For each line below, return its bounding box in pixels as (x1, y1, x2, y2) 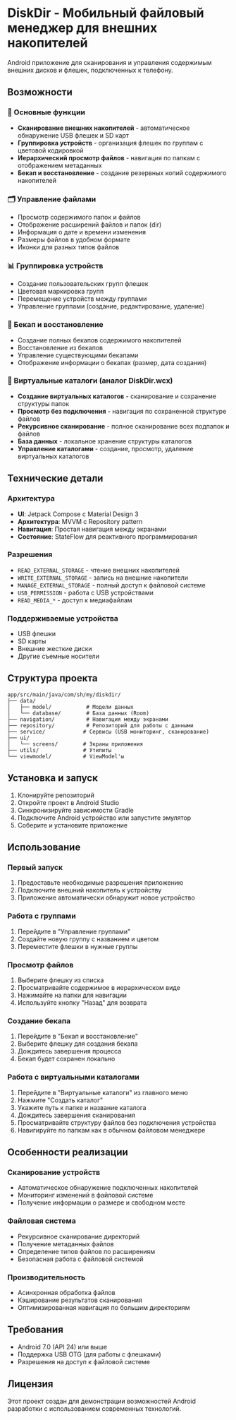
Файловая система (7, 1216, 76, 1226)
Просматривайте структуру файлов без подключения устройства (17, 1118, 216, 1127)
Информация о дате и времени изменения (17, 227, 147, 236)
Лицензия (7, 1378, 54, 1390)
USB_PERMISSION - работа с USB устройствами (17, 588, 154, 597)
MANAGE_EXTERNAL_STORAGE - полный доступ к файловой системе (17, 580, 206, 589)
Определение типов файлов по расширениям (17, 1247, 156, 1255)
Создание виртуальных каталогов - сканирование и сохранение (17, 392, 217, 400)
